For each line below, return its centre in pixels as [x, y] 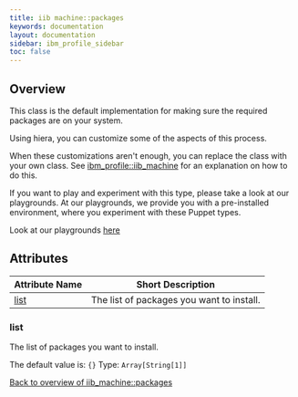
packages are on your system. [66, 120]
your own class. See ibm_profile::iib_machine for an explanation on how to [149, 165]
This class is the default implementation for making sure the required [139, 110]
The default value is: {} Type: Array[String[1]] [98, 365]
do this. [24, 175]
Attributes [39, 259]
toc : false [30, 52]
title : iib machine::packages [67, 18]
